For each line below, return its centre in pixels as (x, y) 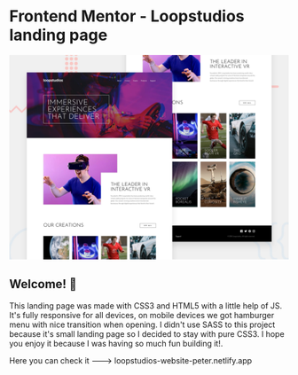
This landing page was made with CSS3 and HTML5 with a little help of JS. (146, 305)
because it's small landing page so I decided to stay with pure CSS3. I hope (147, 333)
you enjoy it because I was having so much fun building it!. (116, 343)
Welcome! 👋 (43, 284)
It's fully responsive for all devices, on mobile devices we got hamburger (142, 315)
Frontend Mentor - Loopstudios (127, 16)
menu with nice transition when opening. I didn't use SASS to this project (142, 324)
